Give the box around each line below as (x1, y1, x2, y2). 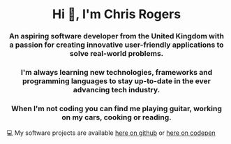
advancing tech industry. (73, 85, 161, 95)
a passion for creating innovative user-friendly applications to (9, 40, 224, 50)
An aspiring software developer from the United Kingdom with (8, 31, 225, 41)
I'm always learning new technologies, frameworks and (20, 68, 213, 78)
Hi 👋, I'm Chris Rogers (52, 6, 181, 22)
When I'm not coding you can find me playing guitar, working (10, 103, 223, 113)
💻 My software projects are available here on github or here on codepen (6, 129, 216, 137)
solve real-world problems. (69, 49, 164, 59)
